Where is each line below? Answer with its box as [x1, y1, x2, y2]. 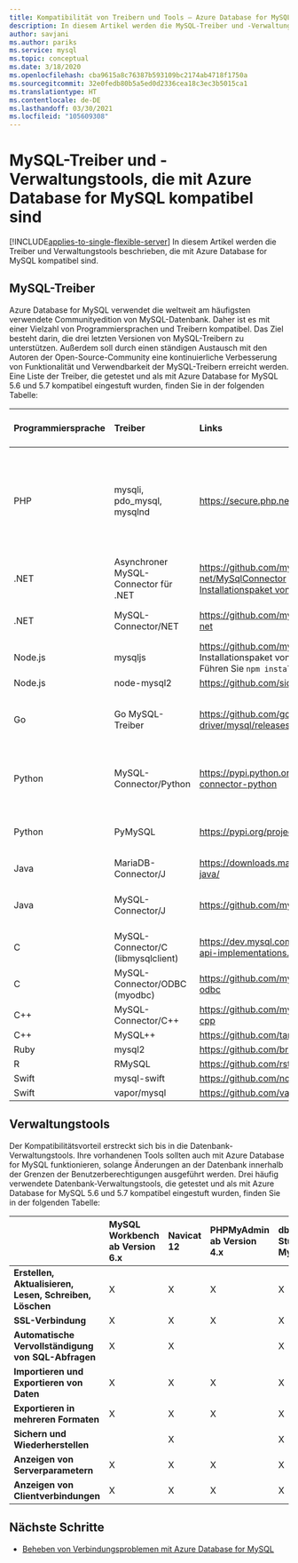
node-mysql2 [114, 676, 172, 689]
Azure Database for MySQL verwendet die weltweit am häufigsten [9, 304, 251, 315]
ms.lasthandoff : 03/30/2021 [9, 104, 114, 113]
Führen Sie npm [199, 662, 260, 674]
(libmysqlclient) [114, 952, 179, 964]
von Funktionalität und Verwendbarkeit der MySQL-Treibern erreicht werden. [9, 361, 289, 371]
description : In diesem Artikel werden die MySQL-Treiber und [9, 21, 244, 30]
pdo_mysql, [114, 494, 162, 506]
